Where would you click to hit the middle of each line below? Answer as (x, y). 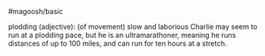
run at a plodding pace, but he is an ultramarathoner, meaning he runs (122, 35)
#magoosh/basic (36, 11)
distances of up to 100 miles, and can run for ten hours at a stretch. (118, 43)
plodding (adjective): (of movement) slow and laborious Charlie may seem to (133, 26)
